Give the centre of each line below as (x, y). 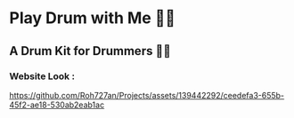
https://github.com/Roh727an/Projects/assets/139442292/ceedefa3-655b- (147, 95)
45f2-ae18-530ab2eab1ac (57, 105)
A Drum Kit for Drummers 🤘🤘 (90, 51)
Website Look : (42, 76)
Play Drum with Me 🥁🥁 (93, 18)
